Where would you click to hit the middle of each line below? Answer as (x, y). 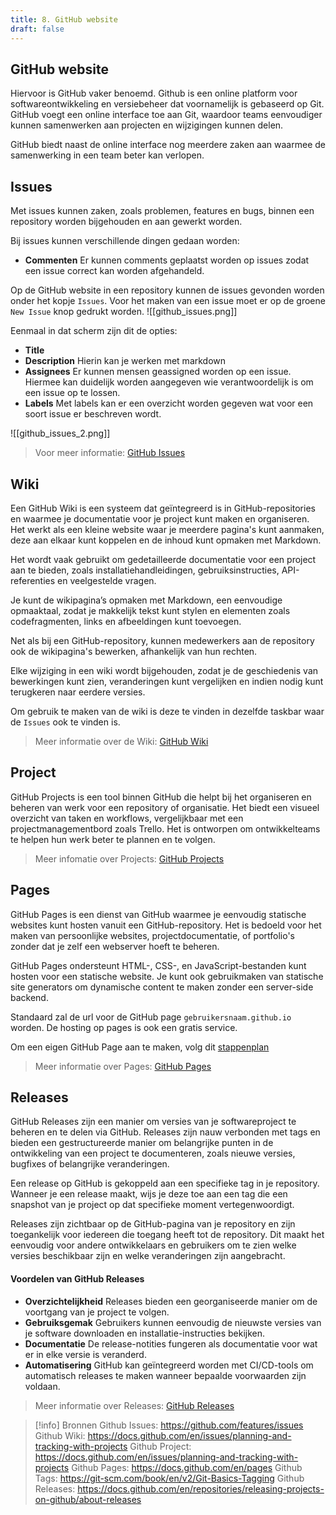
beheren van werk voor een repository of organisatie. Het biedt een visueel (165, 807)
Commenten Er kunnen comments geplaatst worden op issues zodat (167, 260)
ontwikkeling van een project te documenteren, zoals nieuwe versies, (153, 1153)
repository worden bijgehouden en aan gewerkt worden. (126, 222)
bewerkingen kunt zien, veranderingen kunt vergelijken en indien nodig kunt (167, 681)
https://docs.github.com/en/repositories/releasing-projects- (201, 1488)
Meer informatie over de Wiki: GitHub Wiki (121, 741)
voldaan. (42, 1386)
